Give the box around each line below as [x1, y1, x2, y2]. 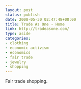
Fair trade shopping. [5, 78, 48, 84]
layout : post [5, 7, 33, 13]
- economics [5, 50, 31, 55]
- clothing [5, 41, 29, 46]
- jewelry [5, 60, 26, 65]
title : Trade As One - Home [5, 21, 65, 27]
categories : [5, 36, 31, 41]
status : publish [5, 12, 40, 17]
